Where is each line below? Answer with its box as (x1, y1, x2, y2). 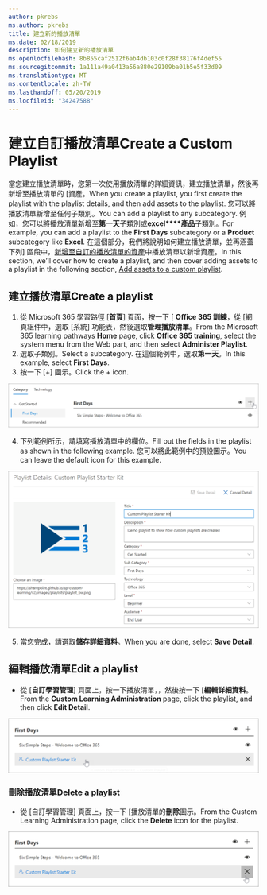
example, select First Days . (19, 358, 110, 367)
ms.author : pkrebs (8, 21, 69, 29)
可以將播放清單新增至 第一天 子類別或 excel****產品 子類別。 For (29, 219, 234, 228)
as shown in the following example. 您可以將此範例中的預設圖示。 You (19, 446, 247, 456)
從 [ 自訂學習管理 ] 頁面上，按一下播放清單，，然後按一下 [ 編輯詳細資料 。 (19, 684, 253, 695)
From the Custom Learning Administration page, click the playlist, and (19, 694, 253, 703)
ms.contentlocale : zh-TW (8, 79, 91, 87)
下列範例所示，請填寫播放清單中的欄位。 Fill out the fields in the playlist (19, 436, 252, 446)
